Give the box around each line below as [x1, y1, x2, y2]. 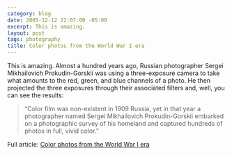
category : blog [7, 10, 52, 17]
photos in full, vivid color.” [24, 127, 100, 135]
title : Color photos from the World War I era [7, 42, 145, 49]
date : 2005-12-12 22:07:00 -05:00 [7, 17, 108, 24]
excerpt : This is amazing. [7, 23, 86, 30]
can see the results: [7, 91, 64, 99]
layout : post [7, 29, 45, 37]
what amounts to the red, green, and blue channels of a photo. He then [7, 76, 211, 84]
